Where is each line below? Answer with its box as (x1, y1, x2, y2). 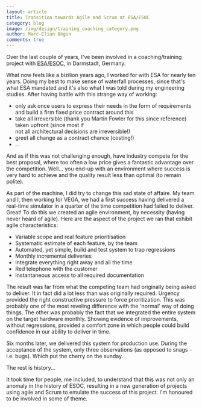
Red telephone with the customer (14, 266, 98, 272)
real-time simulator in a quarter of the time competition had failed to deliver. (6, 202, 194, 210)
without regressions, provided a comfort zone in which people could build (6, 322, 190, 329)
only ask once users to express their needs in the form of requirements (14, 102, 192, 109)
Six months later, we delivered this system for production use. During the (6, 340, 188, 347)
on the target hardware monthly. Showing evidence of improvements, (6, 315, 178, 322)
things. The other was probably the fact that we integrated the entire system (6, 309, 196, 316)
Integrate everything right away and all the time (14, 259, 133, 266)
